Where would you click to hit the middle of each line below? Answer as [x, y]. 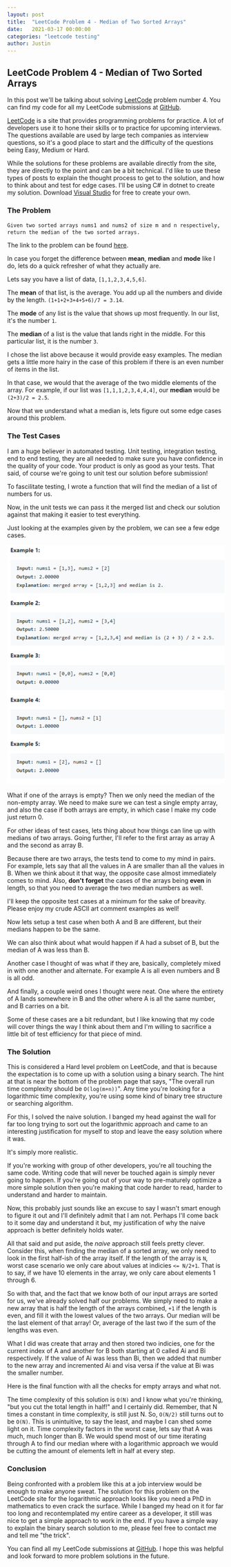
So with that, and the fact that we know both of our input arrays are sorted [113, 1294]
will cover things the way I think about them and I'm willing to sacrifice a [109, 1027]
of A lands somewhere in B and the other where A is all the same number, [111, 999]
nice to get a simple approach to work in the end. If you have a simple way [113, 1520]
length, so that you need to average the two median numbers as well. [105, 888]
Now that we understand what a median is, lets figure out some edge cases [114, 411]
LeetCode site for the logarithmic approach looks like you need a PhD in [109, 1498]
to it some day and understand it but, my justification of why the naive [106, 1223]
